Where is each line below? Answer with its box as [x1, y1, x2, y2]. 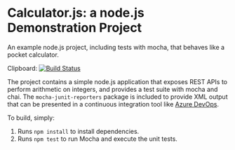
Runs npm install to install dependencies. [17, 127, 140, 135]
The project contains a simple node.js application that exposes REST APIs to [7, 77, 228, 86]
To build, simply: [7, 114, 55, 122]
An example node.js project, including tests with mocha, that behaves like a [7, 43, 225, 51]
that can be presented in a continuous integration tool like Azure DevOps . [7, 100, 220, 108]
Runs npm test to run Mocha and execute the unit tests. [17, 135, 177, 143]
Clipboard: [7, 64, 38, 72]
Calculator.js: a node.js [7, 5, 145, 21]
